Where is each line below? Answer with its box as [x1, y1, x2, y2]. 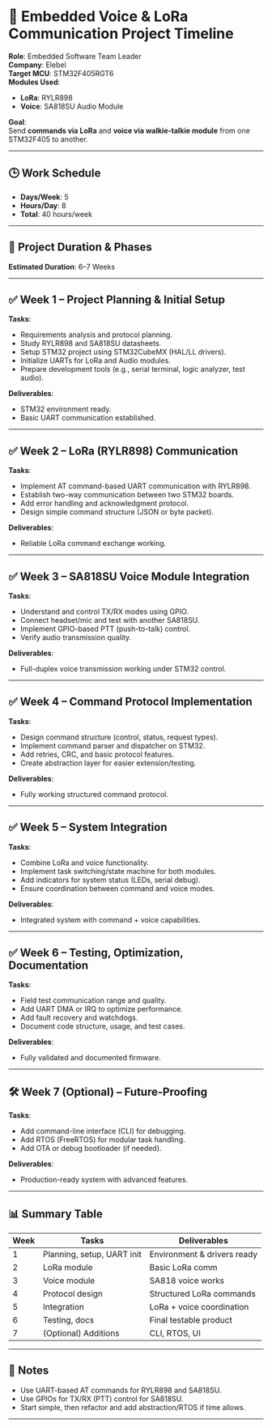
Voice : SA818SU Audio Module [19, 101, 124, 111]
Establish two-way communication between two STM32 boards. [19, 490, 235, 500]
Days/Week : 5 [19, 192, 69, 202]
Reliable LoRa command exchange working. [19, 539, 167, 548]
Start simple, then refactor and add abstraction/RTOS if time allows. [19, 1402, 246, 1412]
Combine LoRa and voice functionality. [19, 858, 150, 867]
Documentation [8, 959, 89, 973]
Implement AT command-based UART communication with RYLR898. [19, 481, 251, 491]
